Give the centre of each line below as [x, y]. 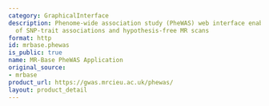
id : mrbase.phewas [39, 45]
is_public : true [35, 53]
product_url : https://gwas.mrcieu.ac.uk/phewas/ [91, 82]
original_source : [37, 68]
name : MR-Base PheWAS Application [66, 61]
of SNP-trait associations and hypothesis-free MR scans [112, 30]
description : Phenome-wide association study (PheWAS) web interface [127, 23]
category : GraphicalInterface [59, 16]
